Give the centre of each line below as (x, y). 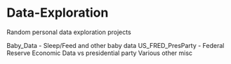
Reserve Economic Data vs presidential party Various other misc (100, 53)
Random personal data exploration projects (69, 32)
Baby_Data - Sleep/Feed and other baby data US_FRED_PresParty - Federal (115, 45)
